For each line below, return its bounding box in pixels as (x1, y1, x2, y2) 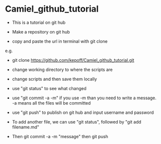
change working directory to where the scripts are (12, 67, 113, 72)
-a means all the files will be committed (12, 100, 91, 106)
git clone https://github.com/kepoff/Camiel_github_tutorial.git (12, 57, 135, 63)
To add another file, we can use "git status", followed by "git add (12, 119, 142, 125)
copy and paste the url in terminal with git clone (12, 38, 108, 44)
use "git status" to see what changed (12, 85, 87, 91)
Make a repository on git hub (12, 29, 70, 35)
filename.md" (12, 124, 39, 130)
